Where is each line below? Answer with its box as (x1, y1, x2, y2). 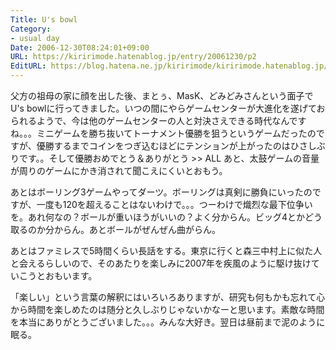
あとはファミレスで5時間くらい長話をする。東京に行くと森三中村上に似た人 (10, 245, 323, 256)
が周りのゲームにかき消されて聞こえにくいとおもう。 (10, 165, 228, 176)
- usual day (10, 33, 60, 43)
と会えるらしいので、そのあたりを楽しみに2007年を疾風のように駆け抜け (10, 257, 312, 269)
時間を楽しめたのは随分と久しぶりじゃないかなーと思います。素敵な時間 (27, 304, 325, 315)
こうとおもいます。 (18, 270, 98, 281)
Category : (10, 24, 52, 34)
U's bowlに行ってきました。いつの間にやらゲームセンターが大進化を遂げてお (10, 102, 326, 114)
